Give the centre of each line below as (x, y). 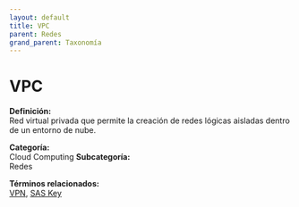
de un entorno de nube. (53, 130)
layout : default (39, 17)
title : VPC (30, 26)
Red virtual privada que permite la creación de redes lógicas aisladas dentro (150, 120)
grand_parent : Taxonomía (56, 42)
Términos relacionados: (55, 184)
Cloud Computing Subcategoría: (70, 157)
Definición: (30, 112)
